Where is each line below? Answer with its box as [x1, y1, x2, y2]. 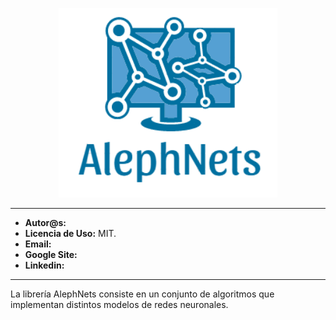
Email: [24, 238, 52, 250]
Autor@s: [24, 216, 67, 228]
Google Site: [24, 248, 78, 260]
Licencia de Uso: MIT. [24, 227, 117, 239]
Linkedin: [24, 259, 65, 271]
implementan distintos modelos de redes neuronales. [10, 298, 229, 310]
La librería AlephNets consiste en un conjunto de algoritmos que [10, 288, 275, 300]
